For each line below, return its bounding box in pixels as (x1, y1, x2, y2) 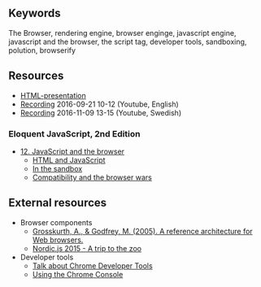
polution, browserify (8, 45, 76, 55)
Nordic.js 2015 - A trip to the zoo (32, 243, 142, 253)
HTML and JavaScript (32, 154, 106, 165)
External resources (8, 196, 107, 210)
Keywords (8, 7, 61, 20)
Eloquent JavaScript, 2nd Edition (8, 128, 141, 139)
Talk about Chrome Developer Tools (32, 260, 153, 271)
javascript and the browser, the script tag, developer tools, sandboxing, (8, 37, 247, 46)
